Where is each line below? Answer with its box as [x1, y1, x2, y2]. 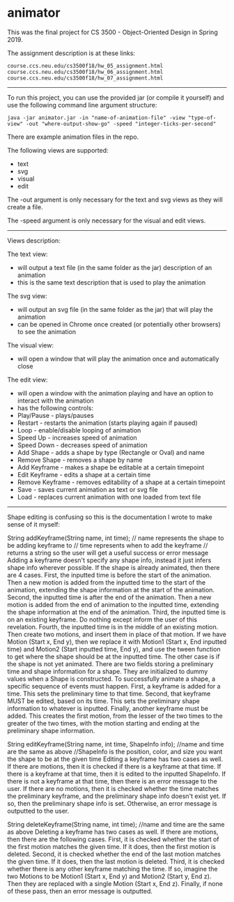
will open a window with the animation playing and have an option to [17, 389, 214, 397]
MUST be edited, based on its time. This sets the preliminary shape [7, 696, 200, 705]
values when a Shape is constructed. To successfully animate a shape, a [7, 675, 216, 683]
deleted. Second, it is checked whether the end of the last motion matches [7, 850, 221, 858]
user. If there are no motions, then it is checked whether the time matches [7, 784, 219, 792]
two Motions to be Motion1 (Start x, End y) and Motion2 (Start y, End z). [7, 872, 212, 880]
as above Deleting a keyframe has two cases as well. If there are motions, [7, 827, 219, 836]
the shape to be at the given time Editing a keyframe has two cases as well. [7, 755, 224, 763]
